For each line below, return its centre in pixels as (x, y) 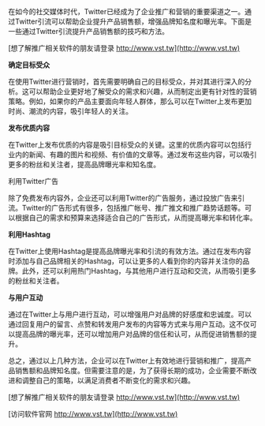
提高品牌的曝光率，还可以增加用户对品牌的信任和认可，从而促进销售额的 (132, 334)
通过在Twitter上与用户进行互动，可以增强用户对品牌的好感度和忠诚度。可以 (130, 314)
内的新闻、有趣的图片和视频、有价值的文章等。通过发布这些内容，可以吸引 (136, 155)
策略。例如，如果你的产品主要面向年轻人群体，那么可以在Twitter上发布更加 (130, 101)
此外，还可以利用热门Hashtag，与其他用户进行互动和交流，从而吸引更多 (139, 271)
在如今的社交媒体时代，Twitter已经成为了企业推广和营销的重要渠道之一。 (127, 11)
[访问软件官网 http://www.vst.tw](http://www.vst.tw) (93, 414)
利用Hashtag (30, 234)
